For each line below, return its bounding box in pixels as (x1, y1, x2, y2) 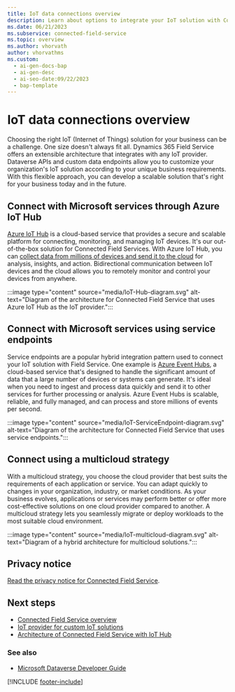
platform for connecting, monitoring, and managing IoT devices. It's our (7, 237, 213, 245)
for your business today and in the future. (7, 180, 127, 188)
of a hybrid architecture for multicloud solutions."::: (50, 537, 198, 546)
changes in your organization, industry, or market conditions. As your (7, 487, 206, 495)
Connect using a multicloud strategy (7, 453, 170, 466)
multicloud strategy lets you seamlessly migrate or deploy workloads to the (7, 509, 224, 518)
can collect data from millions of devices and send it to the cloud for (7, 252, 204, 260)
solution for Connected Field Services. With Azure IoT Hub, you (40, 244, 222, 253)
